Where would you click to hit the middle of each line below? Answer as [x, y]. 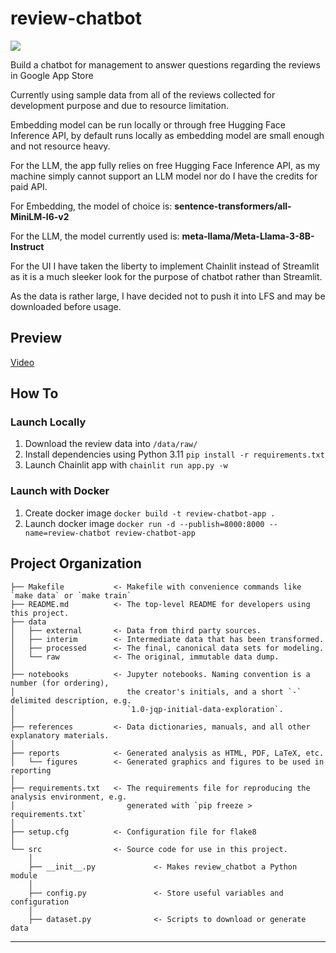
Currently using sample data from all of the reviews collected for [143, 94]
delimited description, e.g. [71, 700]
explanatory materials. [60, 735]
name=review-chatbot [67, 533]
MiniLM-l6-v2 [40, 216]
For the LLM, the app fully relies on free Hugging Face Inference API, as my [165, 165]
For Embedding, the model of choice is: [91, 206]
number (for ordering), [60, 683]
